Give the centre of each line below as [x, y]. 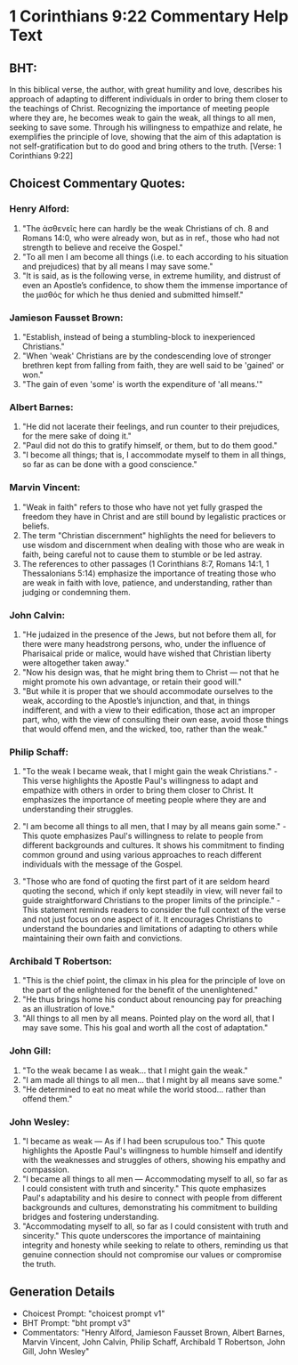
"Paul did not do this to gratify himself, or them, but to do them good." [150, 446]
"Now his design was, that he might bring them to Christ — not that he [151, 672]
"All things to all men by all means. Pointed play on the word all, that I [148, 1018]
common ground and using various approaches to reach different [142, 855]
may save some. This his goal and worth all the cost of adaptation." [145, 1028]
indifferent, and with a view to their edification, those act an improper [149, 710]
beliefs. [36, 526]
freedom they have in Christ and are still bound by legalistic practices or [154, 516]
